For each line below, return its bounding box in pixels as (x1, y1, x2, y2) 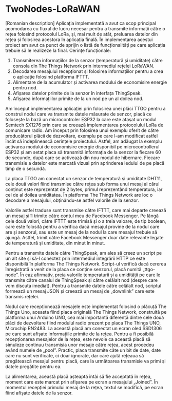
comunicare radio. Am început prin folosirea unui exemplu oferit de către (5, 127, 159, 133)
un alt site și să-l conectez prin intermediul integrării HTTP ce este (5, 255, 145, 261)
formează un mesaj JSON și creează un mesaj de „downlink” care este (5, 288, 155, 294)
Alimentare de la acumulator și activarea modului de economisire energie (12, 79, 167, 85)
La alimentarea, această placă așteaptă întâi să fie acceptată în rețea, (5, 373, 152, 379)
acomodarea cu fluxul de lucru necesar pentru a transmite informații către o (5, 25, 165, 31)
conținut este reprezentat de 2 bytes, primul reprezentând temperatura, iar (5, 186, 163, 193)
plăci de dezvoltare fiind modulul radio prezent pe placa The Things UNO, (5, 319, 161, 326)
